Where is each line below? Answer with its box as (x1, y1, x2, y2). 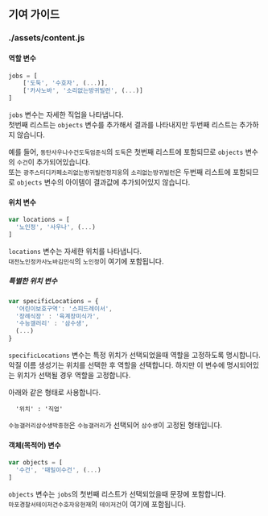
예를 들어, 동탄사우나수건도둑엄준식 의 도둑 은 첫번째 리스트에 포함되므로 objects (8, 148, 244, 157)
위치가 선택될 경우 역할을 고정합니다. (16, 370, 131, 381)
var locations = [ (8, 216, 70, 224)
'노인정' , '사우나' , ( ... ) (15, 223, 97, 231)
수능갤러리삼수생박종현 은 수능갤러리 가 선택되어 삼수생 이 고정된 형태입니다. (8, 420, 223, 430)
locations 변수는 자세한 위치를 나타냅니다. (8, 246, 142, 256)
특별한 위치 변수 (8, 277, 58, 286)
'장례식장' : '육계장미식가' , (15, 312, 101, 320)
